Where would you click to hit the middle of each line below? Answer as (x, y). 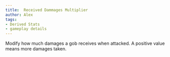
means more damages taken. (36, 49)
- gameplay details (26, 29)
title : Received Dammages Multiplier (47, 10)
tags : (11, 19)
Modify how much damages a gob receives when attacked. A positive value (85, 43)
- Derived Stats (23, 24)
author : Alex (19, 15)
